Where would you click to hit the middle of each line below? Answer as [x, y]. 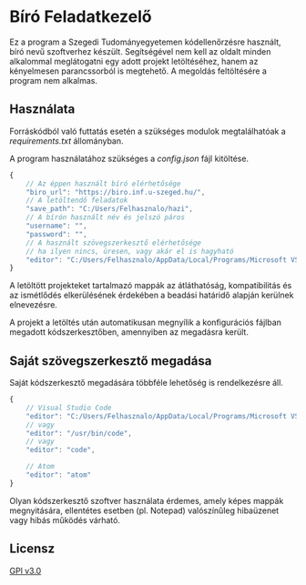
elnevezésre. [33, 305]
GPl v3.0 [25, 570]
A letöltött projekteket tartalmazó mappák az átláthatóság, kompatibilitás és [151, 286]
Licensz [32, 549]
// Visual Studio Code [69, 408]
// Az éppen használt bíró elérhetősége [103, 184]
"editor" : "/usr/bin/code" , [79, 433]
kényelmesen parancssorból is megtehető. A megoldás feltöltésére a [138, 71]
